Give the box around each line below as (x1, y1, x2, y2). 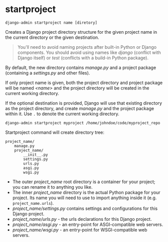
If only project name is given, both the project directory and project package (5, 79, 163, 86)
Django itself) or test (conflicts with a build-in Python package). (17, 54, 149, 61)
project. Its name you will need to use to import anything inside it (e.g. (12, 195, 157, 201)
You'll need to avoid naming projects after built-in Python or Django (17, 44, 157, 50)
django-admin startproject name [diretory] (5, 20, 98, 25)
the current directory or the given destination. (5, 34, 99, 40)
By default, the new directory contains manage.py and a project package (5, 64, 156, 70)
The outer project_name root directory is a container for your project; (12, 179, 155, 185)
